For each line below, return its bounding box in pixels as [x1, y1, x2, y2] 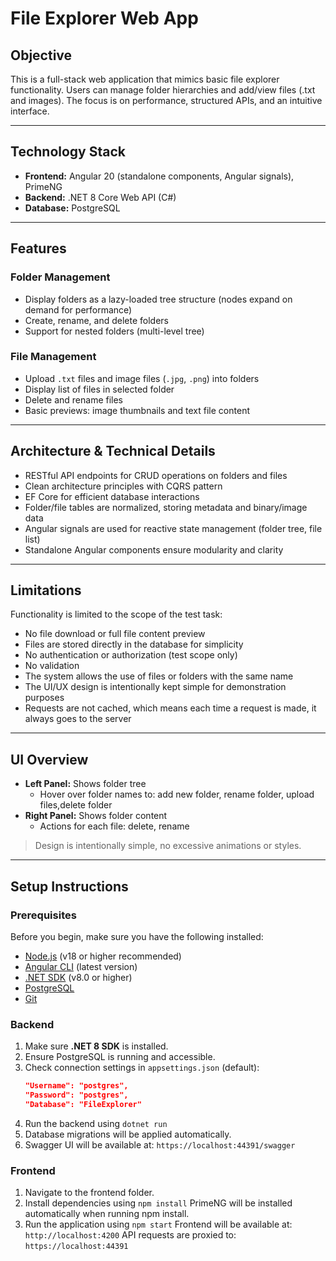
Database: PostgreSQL [24, 202, 121, 214]
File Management [10, 350, 97, 364]
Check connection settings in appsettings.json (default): [24, 1062, 260, 1074]
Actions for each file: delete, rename [39, 820, 190, 832]
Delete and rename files [24, 393, 124, 406]
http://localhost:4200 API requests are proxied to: [24, 1229, 237, 1241]
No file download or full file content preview [24, 628, 206, 640]
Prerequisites [10, 908, 77, 922]
